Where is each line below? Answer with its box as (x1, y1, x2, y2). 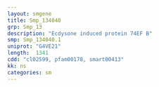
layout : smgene (7, 10, 52, 18)
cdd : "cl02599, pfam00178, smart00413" (7, 56, 125, 63)
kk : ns (7, 62, 27, 69)
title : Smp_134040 (7, 17, 61, 24)
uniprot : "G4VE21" (7, 43, 61, 50)
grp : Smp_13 (7, 23, 42, 30)
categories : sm (7, 69, 52, 76)
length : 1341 (7, 50, 49, 57)
